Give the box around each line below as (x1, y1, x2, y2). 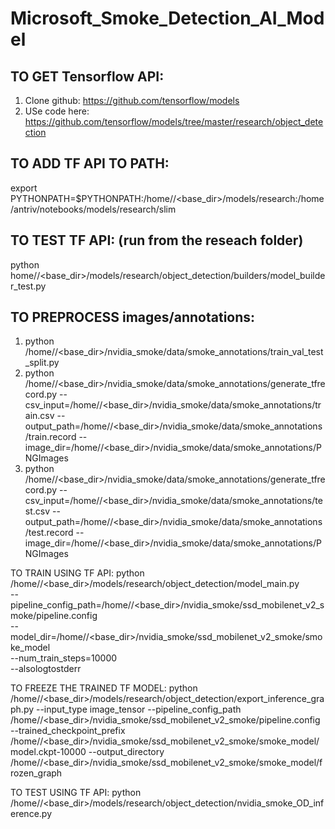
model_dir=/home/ (10, 631, 87, 643)
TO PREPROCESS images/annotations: (10, 309, 256, 326)
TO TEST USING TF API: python (10, 787, 142, 799)
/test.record (24, 527, 74, 539)
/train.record (24, 431, 77, 443)
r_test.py (10, 280, 47, 292)
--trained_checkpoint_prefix (10, 725, 126, 737)
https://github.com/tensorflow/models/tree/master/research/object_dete (24, 116, 324, 127)
